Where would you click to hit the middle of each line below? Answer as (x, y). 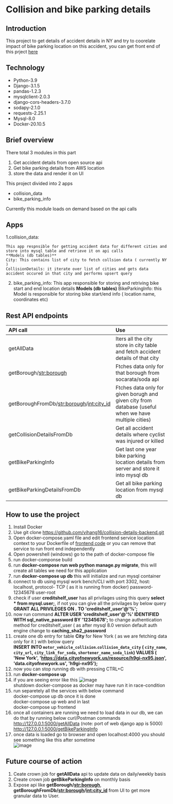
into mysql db (132, 475)
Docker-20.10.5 (29, 124)
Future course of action (44, 762)
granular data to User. (36, 796)
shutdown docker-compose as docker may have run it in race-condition (89, 685)
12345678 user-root (34, 593)
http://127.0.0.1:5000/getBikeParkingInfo (55, 729)
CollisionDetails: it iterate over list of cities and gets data (77, 269)
